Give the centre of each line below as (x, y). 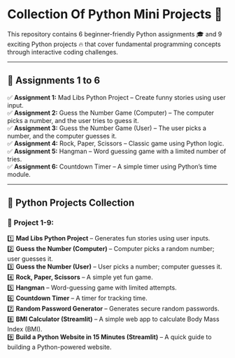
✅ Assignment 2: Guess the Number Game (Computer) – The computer (111, 113)
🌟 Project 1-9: (30, 223)
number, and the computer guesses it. (62, 136)
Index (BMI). (25, 329)
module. (19, 174)
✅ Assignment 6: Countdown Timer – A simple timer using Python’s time (112, 166)
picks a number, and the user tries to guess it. (73, 120)
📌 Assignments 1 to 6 (54, 81)
